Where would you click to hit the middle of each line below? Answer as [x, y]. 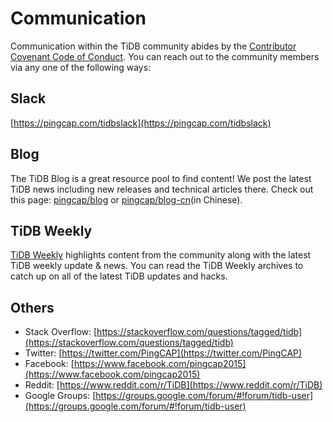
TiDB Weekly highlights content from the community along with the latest [161, 255]
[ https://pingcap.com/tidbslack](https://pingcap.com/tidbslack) [141, 123]
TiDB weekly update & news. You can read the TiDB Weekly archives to [157, 266]
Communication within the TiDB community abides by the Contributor [153, 46]
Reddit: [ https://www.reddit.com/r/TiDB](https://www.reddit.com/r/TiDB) [173, 385]
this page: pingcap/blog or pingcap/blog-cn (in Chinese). [126, 199]
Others [32, 307]
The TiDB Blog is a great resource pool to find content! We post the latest [161, 178]
